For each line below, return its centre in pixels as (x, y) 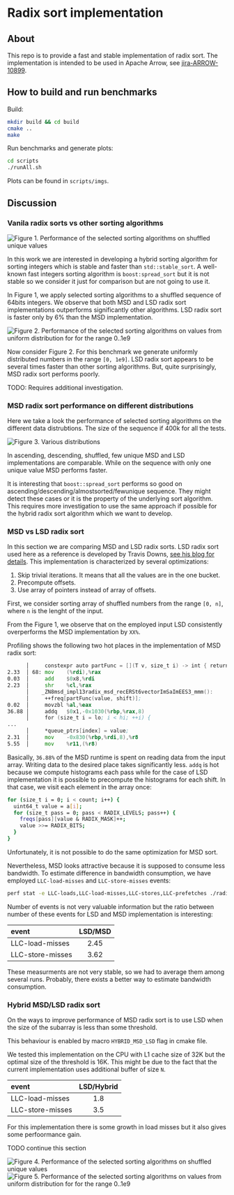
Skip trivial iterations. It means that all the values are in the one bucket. (119, 575)
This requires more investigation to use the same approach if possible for (112, 506)
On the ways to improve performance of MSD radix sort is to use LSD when (115, 1020)
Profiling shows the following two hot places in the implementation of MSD (114, 645)
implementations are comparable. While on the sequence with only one (109, 463)
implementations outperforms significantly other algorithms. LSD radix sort (114, 310)
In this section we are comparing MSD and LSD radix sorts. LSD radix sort (113, 547)
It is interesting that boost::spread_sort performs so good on (95, 484)
